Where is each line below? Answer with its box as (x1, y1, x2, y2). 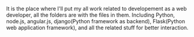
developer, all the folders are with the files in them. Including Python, (6, 11, 175, 18)
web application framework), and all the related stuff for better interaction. (6, 24, 189, 31)
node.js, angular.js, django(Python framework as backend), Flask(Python (6, 18, 185, 24)
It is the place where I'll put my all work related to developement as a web (6, 5, 187, 12)
